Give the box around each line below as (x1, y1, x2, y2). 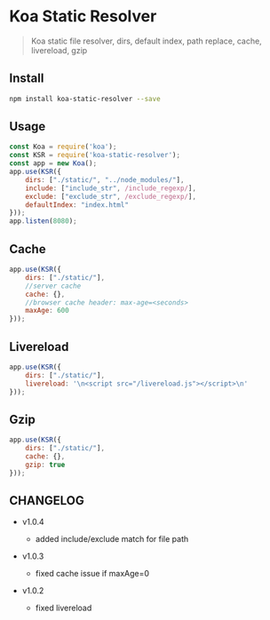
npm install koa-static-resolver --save (9, 94, 162, 103)
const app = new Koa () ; (9, 159, 98, 168)
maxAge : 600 (25, 306, 69, 315)
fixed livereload (35, 602, 92, 614)
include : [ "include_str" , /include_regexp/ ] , (25, 184, 197, 193)
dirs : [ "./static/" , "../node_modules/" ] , (25, 175, 185, 184)
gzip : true (25, 460, 66, 469)
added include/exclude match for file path (35, 534, 189, 544)
